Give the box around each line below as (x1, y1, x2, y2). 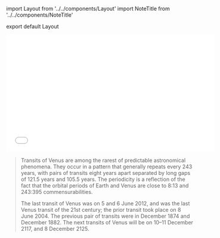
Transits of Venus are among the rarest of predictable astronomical (20, 157, 186, 164)
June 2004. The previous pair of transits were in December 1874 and (20, 212, 190, 220)
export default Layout (6, 23, 59, 30)
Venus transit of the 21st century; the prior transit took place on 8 (20, 206, 181, 213)
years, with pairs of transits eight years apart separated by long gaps (20, 170, 191, 176)
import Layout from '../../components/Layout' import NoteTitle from (6, 5, 170, 12)
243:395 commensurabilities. (20, 189, 93, 195)
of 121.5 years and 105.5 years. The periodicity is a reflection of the (20, 176, 186, 183)
